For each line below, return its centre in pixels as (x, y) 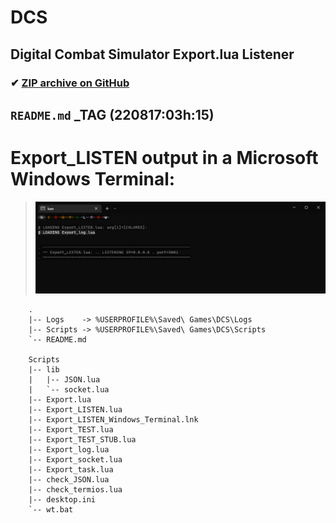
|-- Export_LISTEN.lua (75, 410)
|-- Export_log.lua (69, 450)
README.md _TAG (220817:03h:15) (112, 114)
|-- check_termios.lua (75, 490)
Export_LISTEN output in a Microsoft (164, 158)
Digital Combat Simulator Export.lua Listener (152, 54)
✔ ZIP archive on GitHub (70, 83)
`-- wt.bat (51, 510)
